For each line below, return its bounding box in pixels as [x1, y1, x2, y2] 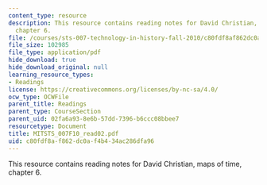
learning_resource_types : [8, 71, 94, 79]
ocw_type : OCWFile [8, 93, 69, 101]
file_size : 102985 [8, 41, 69, 49]
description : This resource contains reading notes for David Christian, [8, 19, 258, 27]
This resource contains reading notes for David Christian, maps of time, [8, 159, 242, 168]
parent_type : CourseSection [8, 108, 102, 116]
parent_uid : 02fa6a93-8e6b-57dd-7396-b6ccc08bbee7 [8, 115, 180, 123]
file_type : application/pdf [8, 48, 102, 56]
